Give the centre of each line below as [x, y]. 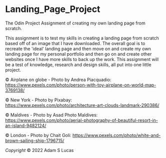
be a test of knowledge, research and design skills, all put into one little [78, 64]
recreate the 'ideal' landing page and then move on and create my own [78, 48]
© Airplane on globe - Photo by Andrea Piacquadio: [58, 79]
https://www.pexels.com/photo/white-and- [116, 135]
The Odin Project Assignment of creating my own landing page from [75, 23]
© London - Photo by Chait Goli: [38, 135]
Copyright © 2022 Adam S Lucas [39, 150]
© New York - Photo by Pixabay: [39, 100]
